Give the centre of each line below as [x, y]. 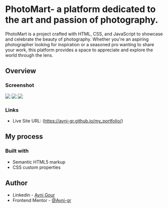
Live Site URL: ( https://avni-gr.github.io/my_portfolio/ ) [68, 121]
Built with [17, 151]
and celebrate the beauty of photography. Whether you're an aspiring [77, 39]
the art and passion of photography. [82, 20]
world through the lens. [29, 55]
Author [16, 183]
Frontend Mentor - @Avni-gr [42, 200]
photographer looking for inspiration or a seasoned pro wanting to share [80, 44]
